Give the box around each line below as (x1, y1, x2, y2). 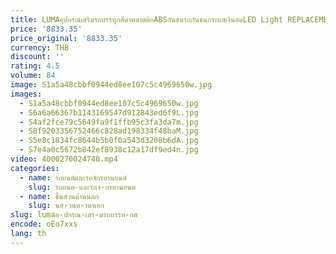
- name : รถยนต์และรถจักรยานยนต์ (19, 172, 127, 183)
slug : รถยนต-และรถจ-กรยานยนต (28, 182, 136, 192)
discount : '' (10, 52, 65, 62)
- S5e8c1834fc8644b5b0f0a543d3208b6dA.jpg (19, 136, 199, 146)
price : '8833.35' (10, 24, 83, 34)
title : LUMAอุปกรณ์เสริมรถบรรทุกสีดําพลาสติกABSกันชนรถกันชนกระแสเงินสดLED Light (10, 14, 284, 25)
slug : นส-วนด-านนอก (28, 201, 105, 211)
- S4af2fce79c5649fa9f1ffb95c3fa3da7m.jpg (19, 117, 199, 127)
